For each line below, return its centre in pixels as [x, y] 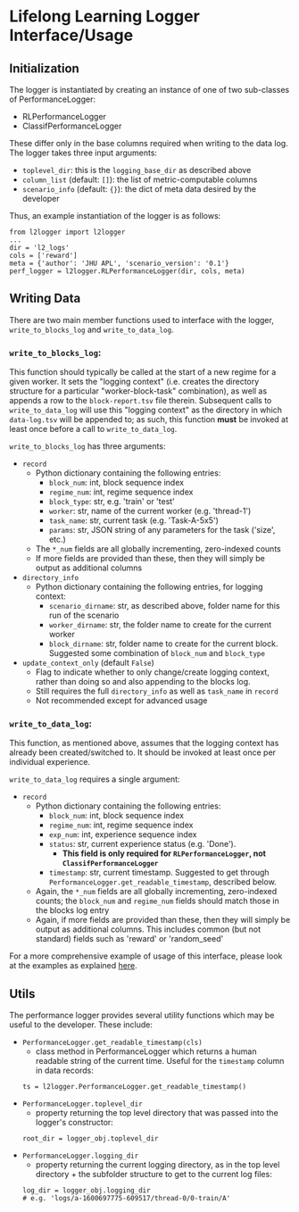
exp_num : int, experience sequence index [123, 834]
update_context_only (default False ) [88, 663]
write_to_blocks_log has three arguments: [87, 446]
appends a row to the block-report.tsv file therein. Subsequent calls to [141, 401]
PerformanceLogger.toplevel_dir [82, 1104]
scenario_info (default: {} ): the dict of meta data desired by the [139, 189]
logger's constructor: [74, 1123]
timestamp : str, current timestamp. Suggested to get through [159, 873]
